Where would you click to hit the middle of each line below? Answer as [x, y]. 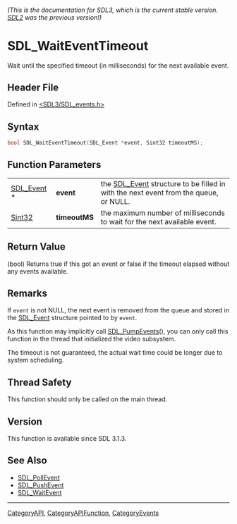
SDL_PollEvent [38, 477]
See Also [27, 461]
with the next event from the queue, [159, 193]
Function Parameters [54, 165]
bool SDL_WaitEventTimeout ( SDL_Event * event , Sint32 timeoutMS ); [105, 143]
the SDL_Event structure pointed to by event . [72, 318]
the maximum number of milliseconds [163, 213]
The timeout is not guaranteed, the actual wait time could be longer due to [115, 353]
